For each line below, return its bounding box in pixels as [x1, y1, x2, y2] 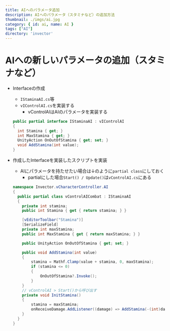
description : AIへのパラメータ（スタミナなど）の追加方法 [5, 12, 115, 17]
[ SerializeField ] [22, 222, 59, 227]
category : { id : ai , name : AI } [5, 21, 74, 27]
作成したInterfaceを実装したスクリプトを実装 [12, 157, 108, 163]
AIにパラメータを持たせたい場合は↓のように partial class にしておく [20, 168, 164, 174]
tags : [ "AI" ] [5, 26, 33, 32]
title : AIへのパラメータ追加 [5, 7, 60, 13]
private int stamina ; [22, 203, 67, 209]
